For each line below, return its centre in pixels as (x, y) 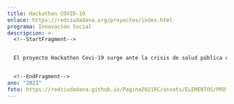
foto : (15, 89)
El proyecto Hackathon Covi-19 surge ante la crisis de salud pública (118, 58)
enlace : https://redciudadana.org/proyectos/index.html (90, 20)
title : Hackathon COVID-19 (46, 14)
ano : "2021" (24, 83)
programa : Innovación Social (49, 26)
